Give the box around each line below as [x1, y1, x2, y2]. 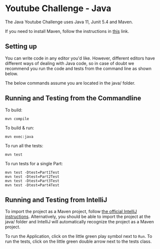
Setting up [5, 42, 37, 51]
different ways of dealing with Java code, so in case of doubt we [5, 60, 134, 66]
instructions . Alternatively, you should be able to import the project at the [5, 214, 151, 219]
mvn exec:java [5, 134, 34, 139]
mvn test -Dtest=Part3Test [5, 178, 60, 183]
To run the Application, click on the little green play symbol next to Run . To [5, 233, 153, 239]
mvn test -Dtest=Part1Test [5, 170, 60, 175]
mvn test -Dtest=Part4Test [5, 183, 60, 187]
